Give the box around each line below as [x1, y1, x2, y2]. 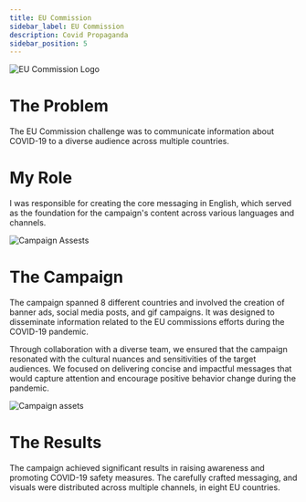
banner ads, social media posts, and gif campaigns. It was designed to [9, 307, 276, 318]
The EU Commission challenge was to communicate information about [9, 126, 275, 137]
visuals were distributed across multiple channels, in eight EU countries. [9, 482, 280, 493]
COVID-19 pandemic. [9, 326, 89, 338]
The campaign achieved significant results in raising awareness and [9, 463, 265, 473]
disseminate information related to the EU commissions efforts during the [9, 317, 285, 328]
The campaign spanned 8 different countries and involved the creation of [9, 298, 285, 309]
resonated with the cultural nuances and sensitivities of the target [9, 353, 257, 365]
